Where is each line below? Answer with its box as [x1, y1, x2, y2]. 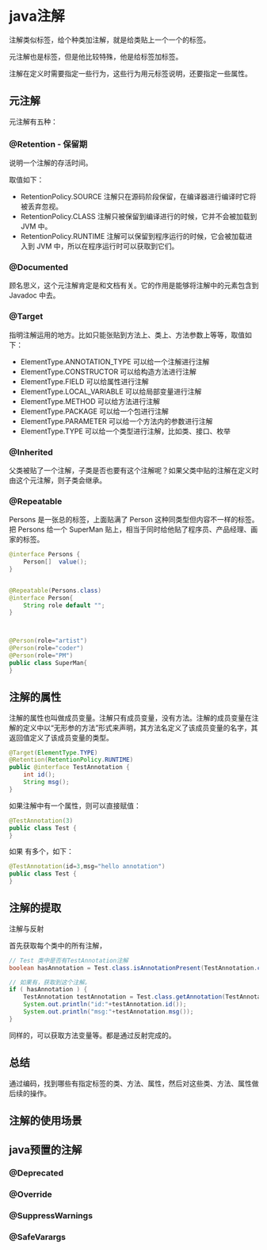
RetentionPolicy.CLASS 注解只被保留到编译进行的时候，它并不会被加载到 [20, 212, 257, 221]
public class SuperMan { [9, 659, 88, 667]
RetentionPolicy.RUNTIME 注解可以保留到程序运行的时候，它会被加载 [20, 232, 246, 241]
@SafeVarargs [9, 1232, 67, 1243]
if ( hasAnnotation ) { [9, 986, 88, 994]
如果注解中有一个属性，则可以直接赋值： [9, 801, 141, 810]
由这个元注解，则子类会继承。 [9, 475, 106, 485]
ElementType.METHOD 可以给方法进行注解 [20, 396, 161, 406]
